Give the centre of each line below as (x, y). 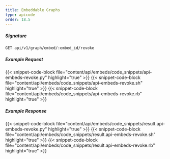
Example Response (26, 111)
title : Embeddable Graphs (33, 10)
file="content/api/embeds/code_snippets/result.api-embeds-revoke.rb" (80, 145)
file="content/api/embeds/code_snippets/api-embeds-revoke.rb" (74, 94)
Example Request (24, 59)
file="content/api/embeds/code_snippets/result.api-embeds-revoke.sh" (81, 135)
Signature (16, 36)
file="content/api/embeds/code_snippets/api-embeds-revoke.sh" (74, 83)
